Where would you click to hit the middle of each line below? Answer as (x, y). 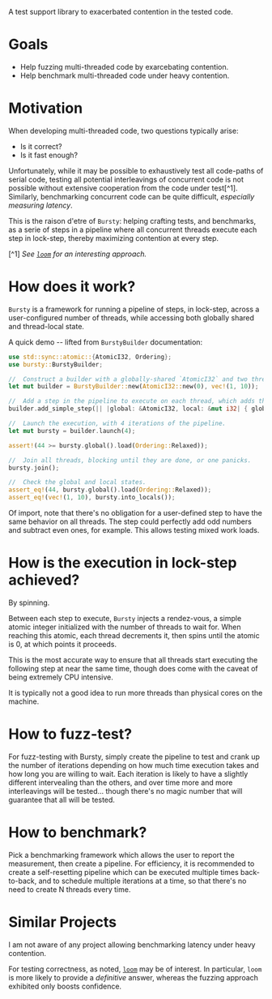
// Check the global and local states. (78, 482)
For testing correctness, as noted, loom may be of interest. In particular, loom (135, 969)
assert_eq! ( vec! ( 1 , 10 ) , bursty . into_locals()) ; (92, 498)
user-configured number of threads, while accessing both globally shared (132, 317)
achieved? (44, 580)
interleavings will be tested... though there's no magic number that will (125, 791)
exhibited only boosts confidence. (65, 986)
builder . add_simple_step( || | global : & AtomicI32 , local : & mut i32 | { (128, 409)
